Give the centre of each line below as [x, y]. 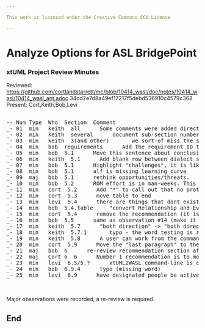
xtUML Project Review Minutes [53, 72]
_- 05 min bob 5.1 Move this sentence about [88, 153]
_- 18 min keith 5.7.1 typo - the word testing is [100, 232]
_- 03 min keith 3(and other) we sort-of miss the [100, 141]
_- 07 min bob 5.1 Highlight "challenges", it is [97, 165]
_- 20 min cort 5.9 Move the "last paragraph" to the [103, 245]
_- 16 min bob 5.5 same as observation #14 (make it [101, 220]
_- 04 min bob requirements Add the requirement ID [100, 147]
